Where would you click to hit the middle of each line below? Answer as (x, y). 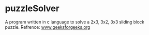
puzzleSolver (32, 9)
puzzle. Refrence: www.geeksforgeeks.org (48, 27)
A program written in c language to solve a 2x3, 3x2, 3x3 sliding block (75, 22)
